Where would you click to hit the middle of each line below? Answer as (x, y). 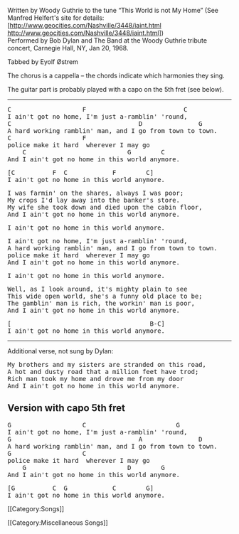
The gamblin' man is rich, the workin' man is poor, (101, 303)
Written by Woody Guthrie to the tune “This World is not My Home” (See (113, 10)
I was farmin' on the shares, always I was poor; (96, 193)
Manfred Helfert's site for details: (56, 18)
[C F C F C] (81, 172)
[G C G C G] (81, 488)
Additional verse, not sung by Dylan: (60, 351)
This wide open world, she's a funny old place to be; (105, 296)
